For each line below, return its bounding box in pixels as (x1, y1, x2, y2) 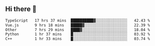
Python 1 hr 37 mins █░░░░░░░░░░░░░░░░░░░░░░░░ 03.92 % (5, 32, 150, 37)
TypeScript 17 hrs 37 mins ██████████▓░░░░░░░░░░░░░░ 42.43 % (5, 18, 150, 23)
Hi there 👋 (5, 5, 37, 13)
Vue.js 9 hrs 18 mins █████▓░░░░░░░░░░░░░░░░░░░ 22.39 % (5, 23, 150, 28)
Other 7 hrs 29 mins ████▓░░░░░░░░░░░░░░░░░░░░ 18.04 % (5, 27, 150, 32)
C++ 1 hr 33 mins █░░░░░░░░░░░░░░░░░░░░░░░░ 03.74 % (5, 37, 150, 42)
